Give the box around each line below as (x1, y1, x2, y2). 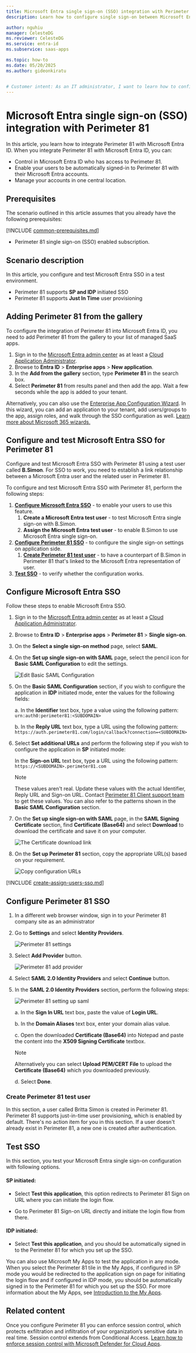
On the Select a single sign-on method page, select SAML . (14, 643, 159, 650)
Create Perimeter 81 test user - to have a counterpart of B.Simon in (23, 551, 187, 558)
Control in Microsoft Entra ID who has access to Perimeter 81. (14, 158, 162, 165)
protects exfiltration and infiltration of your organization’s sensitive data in (6, 1328, 183, 1335)
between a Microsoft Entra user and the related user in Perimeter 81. (6, 472, 170, 479)
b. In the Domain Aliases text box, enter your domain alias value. (14, 1020, 170, 1027)
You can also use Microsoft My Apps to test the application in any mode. (6, 1257, 180, 1265)
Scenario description (6, 255, 84, 265)
